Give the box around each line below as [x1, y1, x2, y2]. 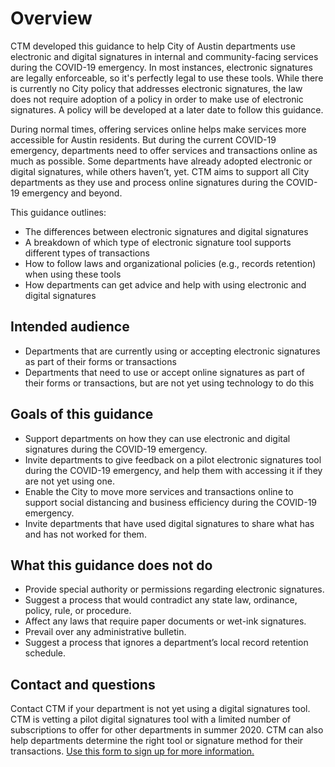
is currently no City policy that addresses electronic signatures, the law [10, 82, 303, 94]
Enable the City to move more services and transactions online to [24, 485, 294, 497]
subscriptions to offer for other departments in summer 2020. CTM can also [10, 724, 324, 736]
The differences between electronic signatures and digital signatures [24, 225, 309, 237]
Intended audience [10, 318, 130, 336]
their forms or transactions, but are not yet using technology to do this [24, 377, 315, 389]
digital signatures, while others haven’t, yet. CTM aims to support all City [10, 165, 310, 177]
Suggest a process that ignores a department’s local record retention [24, 637, 309, 649]
